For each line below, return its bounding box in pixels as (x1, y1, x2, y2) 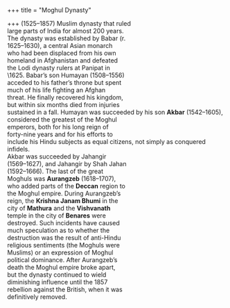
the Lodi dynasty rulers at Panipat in (7, 64, 111, 72)
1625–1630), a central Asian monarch (7, 42, 113, 49)
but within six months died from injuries (7, 101, 120, 108)
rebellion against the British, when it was (7, 285, 123, 293)
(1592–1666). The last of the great (7, 167, 104, 175)
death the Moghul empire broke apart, (7, 264, 116, 271)
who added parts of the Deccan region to (7, 182, 126, 190)
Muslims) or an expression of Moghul (7, 248, 114, 257)
